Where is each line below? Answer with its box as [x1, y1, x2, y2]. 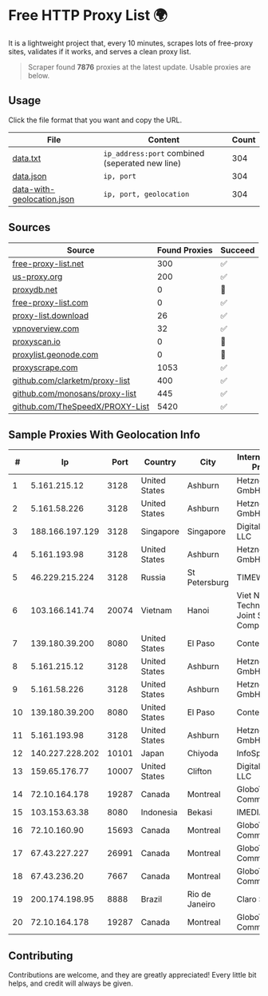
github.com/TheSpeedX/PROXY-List [12, 400, 150, 412]
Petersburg [187, 577, 230, 588]
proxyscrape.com [12, 361, 78, 373]
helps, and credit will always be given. [8, 978, 133, 988]
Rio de [187, 889, 211, 900]
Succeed [220, 245, 255, 256]
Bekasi [187, 807, 213, 818]
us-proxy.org [12, 271, 63, 282]
